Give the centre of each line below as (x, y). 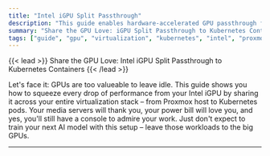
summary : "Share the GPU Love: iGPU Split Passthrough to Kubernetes (127, 30)
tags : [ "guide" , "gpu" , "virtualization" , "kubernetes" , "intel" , (122, 38)
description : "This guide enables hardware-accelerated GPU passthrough (133, 23)
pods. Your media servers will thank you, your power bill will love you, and (131, 110)
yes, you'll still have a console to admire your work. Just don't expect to (127, 119)
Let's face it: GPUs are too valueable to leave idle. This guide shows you (128, 85)
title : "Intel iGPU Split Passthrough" (75, 16)
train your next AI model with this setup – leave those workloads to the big (131, 127)
